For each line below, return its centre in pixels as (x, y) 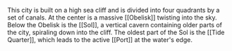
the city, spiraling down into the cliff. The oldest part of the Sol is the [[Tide (116, 32)
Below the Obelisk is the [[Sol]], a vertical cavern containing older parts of (115, 25)
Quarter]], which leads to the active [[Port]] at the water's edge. (100, 40)
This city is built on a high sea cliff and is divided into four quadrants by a (114, 10)
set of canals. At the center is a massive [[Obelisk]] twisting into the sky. (112, 17)
